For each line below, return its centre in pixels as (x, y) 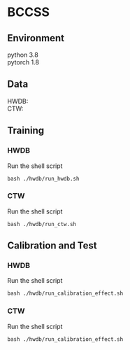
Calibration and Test (52, 246)
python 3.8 (23, 55)
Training (26, 131)
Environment (36, 38)
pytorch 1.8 (23, 62)
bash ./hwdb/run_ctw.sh (42, 224)
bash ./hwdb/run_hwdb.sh (43, 178)
